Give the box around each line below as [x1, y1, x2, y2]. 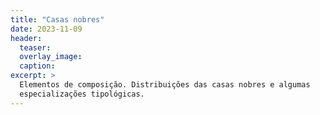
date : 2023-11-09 [10, 24, 83, 34]
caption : [19, 61, 56, 71]
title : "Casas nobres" [10, 14, 105, 25]
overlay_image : [19, 52, 83, 62]
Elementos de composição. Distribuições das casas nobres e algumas [19, 80, 311, 90]
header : [10, 33, 43, 43]
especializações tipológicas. [19, 89, 145, 99]
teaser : [19, 42, 52, 53]
